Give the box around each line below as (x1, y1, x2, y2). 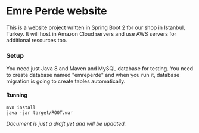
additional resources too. (6, 36, 67, 44)
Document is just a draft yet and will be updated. (6, 120, 126, 128)
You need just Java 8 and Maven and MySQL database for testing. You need (6, 65, 194, 72)
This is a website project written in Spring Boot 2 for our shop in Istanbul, (6, 24, 185, 31)
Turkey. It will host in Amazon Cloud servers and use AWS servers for (6, 30, 177, 37)
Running (6, 91, 28, 98)
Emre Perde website (6, 4, 107, 18)
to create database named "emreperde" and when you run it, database (6, 72, 180, 79)
